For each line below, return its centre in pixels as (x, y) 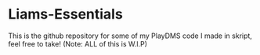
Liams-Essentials (65, 14)
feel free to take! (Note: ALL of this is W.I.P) (78, 43)
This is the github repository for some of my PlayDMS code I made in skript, (130, 36)
